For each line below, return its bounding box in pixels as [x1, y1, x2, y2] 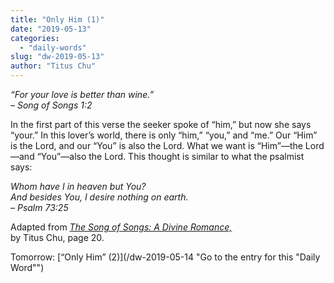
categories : [10, 33, 60, 43]
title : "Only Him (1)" [10, 14, 105, 25]
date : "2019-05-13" [10, 24, 92, 34]
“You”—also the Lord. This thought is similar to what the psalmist [36, 151, 305, 162]
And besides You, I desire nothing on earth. [10, 191, 189, 203]
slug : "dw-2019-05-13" [10, 52, 105, 62]
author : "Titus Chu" [10, 61, 97, 71]
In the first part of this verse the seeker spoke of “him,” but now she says [10, 119, 312, 130]
